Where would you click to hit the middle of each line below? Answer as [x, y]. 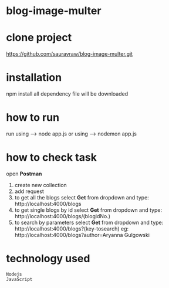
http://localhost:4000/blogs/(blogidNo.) [62, 216]
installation [34, 78]
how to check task [51, 157]
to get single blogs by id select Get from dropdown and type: [88, 210]
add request [29, 191]
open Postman [24, 174]
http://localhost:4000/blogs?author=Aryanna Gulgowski [82, 235]
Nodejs [14, 274]
